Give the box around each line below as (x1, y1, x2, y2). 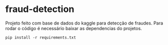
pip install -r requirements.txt (5, 35, 76, 40)
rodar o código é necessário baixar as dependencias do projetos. (5, 25, 143, 31)
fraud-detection (5, 3, 75, 15)
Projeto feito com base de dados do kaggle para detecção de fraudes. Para (5, 20, 163, 26)
